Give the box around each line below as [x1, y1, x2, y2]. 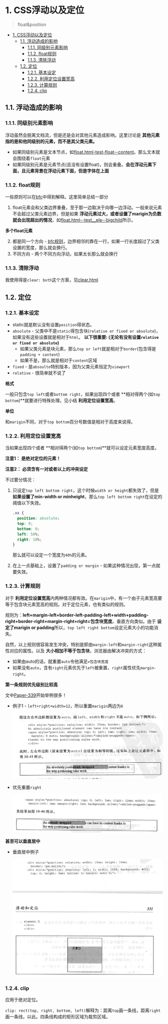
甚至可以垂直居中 [5, 838, 40, 844]
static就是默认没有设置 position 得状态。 [12, 321, 94, 327]
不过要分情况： [5, 477, 36, 483]
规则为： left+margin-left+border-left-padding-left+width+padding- [5, 612, 149, 618]
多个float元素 [5, 228, 33, 234]
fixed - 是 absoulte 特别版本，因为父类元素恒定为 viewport [12, 363, 130, 369]
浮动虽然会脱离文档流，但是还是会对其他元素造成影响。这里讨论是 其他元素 [5, 132, 160, 138]
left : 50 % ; [17, 532, 40, 537]
